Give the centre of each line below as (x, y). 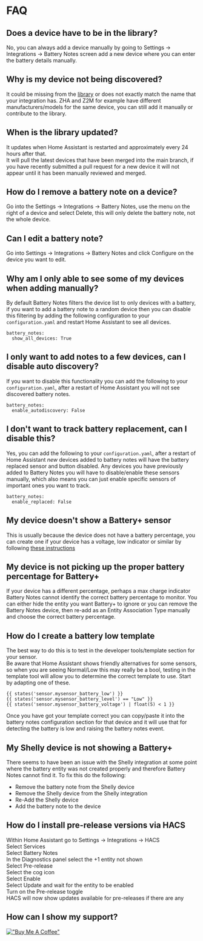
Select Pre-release (30, 866)
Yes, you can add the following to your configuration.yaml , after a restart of (101, 453)
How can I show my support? (62, 917)
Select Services (26, 846)
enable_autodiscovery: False (48, 410)
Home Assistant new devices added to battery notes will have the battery (98, 459)
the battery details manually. (42, 60)
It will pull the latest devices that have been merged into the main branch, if (100, 160)
